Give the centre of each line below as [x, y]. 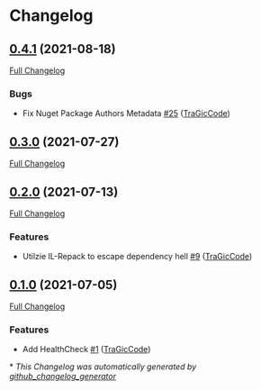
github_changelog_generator [63, 376]
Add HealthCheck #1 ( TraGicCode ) [86, 349]
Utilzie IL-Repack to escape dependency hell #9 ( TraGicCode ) [137, 257]
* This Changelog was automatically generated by [103, 367]
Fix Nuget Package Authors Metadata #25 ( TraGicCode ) [126, 113]
